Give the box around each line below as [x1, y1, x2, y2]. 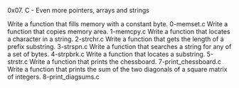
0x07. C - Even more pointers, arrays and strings [7, 6, 149, 14]
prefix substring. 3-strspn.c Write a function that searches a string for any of [7, 43, 232, 50]
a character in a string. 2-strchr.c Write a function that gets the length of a [7, 35, 224, 43]
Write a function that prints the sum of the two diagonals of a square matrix [7, 65, 228, 73]
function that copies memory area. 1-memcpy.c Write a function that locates [7, 28, 230, 35]
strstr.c [7, 57, 28, 66]
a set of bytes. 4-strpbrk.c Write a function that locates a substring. [7, 50, 206, 58]
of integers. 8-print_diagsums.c [7, 72, 100, 81]
